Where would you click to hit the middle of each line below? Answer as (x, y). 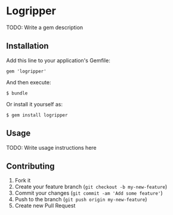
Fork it (23, 181)
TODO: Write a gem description (45, 27)
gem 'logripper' (26, 71)
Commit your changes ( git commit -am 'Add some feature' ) (89, 193)
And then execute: (29, 82)
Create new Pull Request (45, 205)
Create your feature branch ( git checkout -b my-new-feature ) (91, 187)
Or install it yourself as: (34, 104)
